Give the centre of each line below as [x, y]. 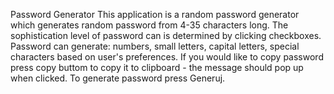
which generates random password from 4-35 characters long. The [149, 25]
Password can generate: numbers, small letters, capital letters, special [155, 46]
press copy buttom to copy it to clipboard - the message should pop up [157, 67]
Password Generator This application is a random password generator [155, 14]
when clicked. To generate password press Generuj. [118, 78]
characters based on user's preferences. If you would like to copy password [167, 57]
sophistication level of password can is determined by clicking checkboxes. [166, 35]
